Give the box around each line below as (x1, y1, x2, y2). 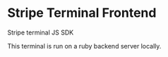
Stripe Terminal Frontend (7, 5, 157, 21)
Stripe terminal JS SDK (7, 28, 74, 37)
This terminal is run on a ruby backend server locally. (7, 42, 162, 50)
